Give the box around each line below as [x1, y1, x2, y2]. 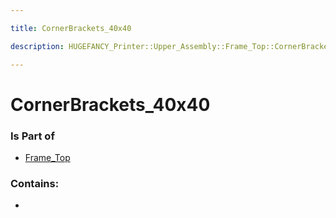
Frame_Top [24, 151, 71, 163]
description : [10, 41, 65, 51]
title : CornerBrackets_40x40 [10, 23, 132, 33]
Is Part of [10, 129, 55, 143]
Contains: [10, 176, 60, 190]
